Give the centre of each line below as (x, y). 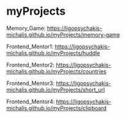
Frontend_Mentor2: (31, 65)
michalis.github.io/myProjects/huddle (53, 53)
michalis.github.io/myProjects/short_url (56, 89)
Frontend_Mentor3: (31, 83)
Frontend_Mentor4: (31, 101)
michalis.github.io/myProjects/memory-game (63, 34)
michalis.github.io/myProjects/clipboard (57, 108)
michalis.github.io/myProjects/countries (57, 71)
